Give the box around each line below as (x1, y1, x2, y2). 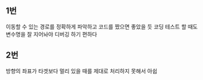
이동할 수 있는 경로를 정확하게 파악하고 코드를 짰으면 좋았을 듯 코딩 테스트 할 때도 (6, 23, 198, 30)
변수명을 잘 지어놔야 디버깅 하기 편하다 (6, 30, 97, 38)
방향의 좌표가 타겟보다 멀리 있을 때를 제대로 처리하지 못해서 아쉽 (6, 67, 158, 75)
